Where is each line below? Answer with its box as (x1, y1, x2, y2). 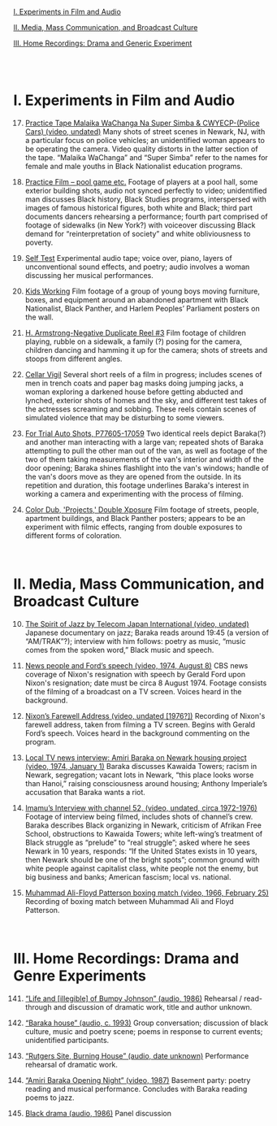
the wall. (24, 312, 54, 322)
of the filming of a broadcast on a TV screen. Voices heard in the (24, 686, 242, 696)
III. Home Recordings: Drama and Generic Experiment (13, 38, 193, 48)
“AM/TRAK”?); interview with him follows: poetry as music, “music (24, 636, 246, 646)
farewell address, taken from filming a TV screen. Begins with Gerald (24, 720, 255, 729)
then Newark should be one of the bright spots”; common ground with (24, 854, 260, 864)
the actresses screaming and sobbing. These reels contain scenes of (24, 404, 257, 414)
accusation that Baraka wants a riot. (24, 787, 145, 797)
